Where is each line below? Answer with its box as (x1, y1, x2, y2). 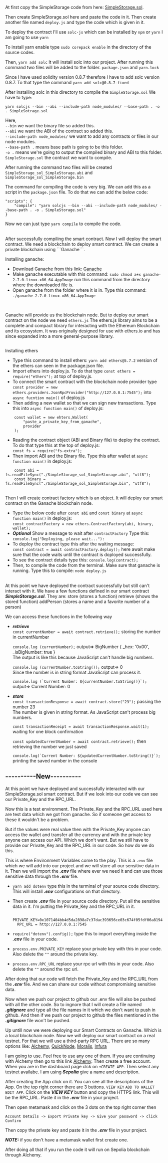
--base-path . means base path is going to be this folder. (5, 144, 123, 150)
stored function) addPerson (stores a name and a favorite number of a (5, 599, 150, 605)
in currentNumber (12, 634, 49, 640)
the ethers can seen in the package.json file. (12, 363, 104, 369)
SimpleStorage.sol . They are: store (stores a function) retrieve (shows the (5, 593, 158, 599)
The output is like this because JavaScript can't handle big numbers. (12, 654, 154, 660)
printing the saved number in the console (12, 757, 97, 763)
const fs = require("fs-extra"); (12, 449, 82, 454)
